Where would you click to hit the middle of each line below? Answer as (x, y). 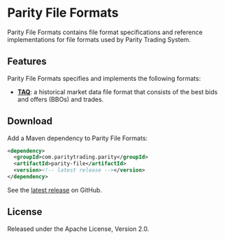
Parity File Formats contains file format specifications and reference (105, 32)
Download (30, 121)
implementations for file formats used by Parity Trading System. (99, 39)
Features (27, 62)
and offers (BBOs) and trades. (60, 99)
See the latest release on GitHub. (55, 190)
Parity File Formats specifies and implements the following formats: (104, 78)
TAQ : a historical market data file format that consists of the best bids (117, 91)
